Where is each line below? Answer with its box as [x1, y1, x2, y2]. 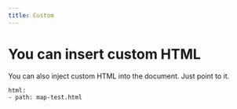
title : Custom [8, 11, 55, 20]
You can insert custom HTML [8, 45, 202, 63]
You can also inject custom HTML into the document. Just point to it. [8, 71, 230, 81]
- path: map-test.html [8, 93, 82, 101]
